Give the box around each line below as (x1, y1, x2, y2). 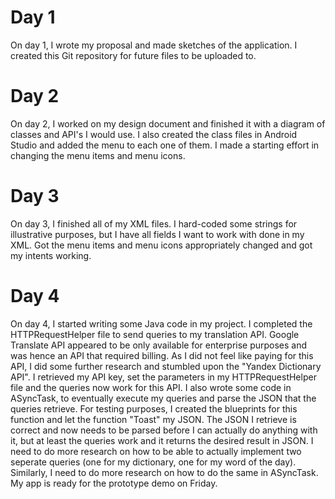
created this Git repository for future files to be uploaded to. (10, 49, 257, 61)
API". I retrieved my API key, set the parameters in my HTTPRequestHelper (10, 371, 317, 383)
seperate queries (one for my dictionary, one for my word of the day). (10, 456, 297, 468)
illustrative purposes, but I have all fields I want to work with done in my (10, 228, 305, 240)
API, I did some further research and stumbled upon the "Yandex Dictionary (10, 360, 322, 372)
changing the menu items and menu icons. (10, 149, 186, 161)
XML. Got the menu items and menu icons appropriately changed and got (10, 239, 313, 251)
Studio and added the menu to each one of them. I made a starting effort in (10, 139, 320, 151)
